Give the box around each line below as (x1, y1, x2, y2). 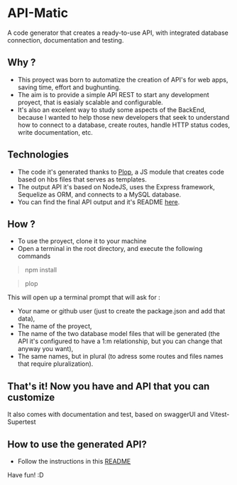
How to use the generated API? (7, 438, 148, 450)
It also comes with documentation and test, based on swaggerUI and (7, 410, 209, 419)
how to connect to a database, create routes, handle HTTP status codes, (17, 121, 231, 129)
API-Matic (7, 5, 69, 21)
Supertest (7, 418, 37, 426)
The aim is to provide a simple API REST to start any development (17, 90, 209, 99)
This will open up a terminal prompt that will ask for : (7, 293, 161, 302)
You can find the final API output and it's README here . (17, 197, 180, 206)
